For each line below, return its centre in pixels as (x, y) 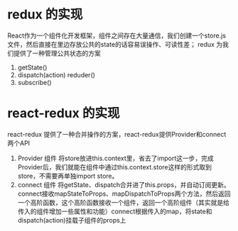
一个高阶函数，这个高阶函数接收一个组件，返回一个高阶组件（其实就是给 (123, 202)
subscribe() (34, 82)
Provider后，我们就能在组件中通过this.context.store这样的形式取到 (114, 167)
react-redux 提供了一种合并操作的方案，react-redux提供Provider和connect (117, 134)
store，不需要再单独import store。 (68, 176)
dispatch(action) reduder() (56, 74)
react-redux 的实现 (64, 113)
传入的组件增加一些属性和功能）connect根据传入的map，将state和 (115, 211)
